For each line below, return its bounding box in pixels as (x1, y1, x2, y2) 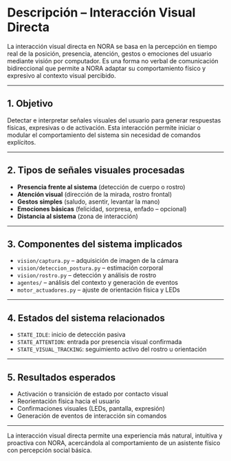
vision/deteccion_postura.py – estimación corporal (16, 264, 164, 272)
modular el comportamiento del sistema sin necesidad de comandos (7, 131, 201, 139)
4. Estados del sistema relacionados (7, 312, 165, 324)
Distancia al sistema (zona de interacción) (16, 212, 139, 220)
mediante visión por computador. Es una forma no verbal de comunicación (7, 56, 219, 65)
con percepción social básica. (7, 446, 92, 454)
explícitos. (7, 138, 36, 146)
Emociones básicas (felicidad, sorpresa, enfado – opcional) (16, 204, 187, 213)
